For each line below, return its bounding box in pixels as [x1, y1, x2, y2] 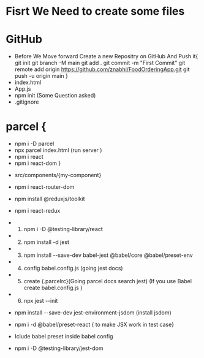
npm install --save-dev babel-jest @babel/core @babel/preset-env [23, 251, 194, 259]
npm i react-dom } [14, 159, 61, 167]
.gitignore [14, 98, 39, 105]
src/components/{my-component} [14, 172, 102, 179]
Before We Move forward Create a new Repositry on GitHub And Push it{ [14, 53, 198, 60]
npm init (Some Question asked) [14, 92, 96, 99]
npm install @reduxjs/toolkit [14, 195, 85, 203]
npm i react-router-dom [14, 183, 75, 191]
